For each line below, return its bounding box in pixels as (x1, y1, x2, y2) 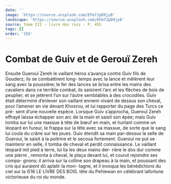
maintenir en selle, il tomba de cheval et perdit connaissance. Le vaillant (5, 141, 157, 147)
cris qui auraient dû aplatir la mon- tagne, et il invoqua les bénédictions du (5, 162, 161, 169)
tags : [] (5, 27, 24, 32)
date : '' (5, 7, 24, 13)
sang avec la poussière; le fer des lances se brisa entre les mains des (5, 81, 152, 87)
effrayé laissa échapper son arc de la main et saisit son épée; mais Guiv (5, 114, 156, 120)
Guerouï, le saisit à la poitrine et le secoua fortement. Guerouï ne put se (5, 135, 155, 141)
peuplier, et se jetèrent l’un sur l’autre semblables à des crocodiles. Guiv (5, 92, 157, 98)
